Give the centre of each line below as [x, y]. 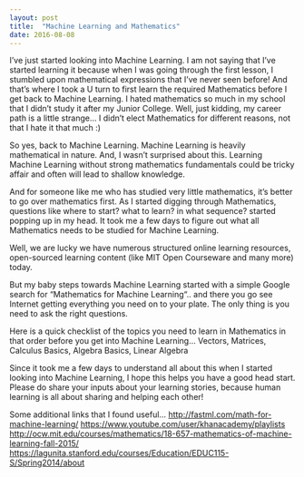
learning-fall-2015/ [44, 443]
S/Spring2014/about [47, 462]
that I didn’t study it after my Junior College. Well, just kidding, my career [146, 109]
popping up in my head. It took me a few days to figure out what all [134, 221]
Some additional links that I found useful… [88, 414]
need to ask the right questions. [69, 314]
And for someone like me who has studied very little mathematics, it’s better [151, 192]
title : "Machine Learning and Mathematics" [95, 26]
